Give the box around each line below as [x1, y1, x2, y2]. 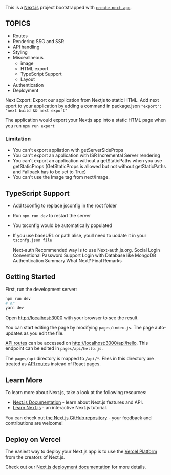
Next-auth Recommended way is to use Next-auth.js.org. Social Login [12, 246, 160, 253]
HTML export [20, 65, 49, 71]
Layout [20, 76, 35, 82]
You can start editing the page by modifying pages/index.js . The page [5, 325, 154, 331]
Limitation [5, 135, 31, 142]
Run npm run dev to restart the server [12, 212, 91, 218]
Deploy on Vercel [5, 435, 61, 444]
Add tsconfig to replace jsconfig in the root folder [12, 202, 117, 209]
